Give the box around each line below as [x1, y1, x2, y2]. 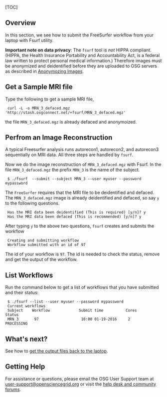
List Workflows [5, 271, 53, 279]
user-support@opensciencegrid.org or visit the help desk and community [5, 381, 156, 387]
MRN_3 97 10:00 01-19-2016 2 [7, 317, 131, 322]
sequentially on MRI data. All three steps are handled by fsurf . [5, 152, 134, 158]
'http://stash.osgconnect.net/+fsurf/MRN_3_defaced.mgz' [5, 110, 126, 115]
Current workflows [7, 303, 46, 309]
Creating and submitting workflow [7, 238, 79, 243]
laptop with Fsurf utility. [5, 37, 54, 43]
